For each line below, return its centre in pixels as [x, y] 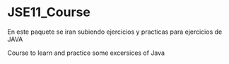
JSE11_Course [49, 12]
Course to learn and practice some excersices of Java [86, 53]
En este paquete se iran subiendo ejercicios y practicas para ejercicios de [115, 32]
